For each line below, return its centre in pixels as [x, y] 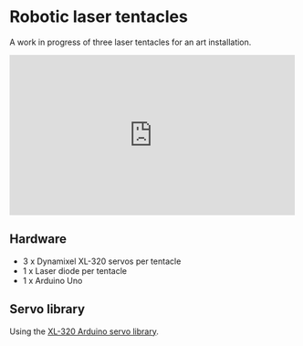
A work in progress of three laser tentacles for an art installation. [131, 42]
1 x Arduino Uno [52, 280]
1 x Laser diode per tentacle [75, 270]
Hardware [38, 239]
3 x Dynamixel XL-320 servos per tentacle [102, 261]
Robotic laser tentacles [99, 17]
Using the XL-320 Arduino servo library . [84, 331]
